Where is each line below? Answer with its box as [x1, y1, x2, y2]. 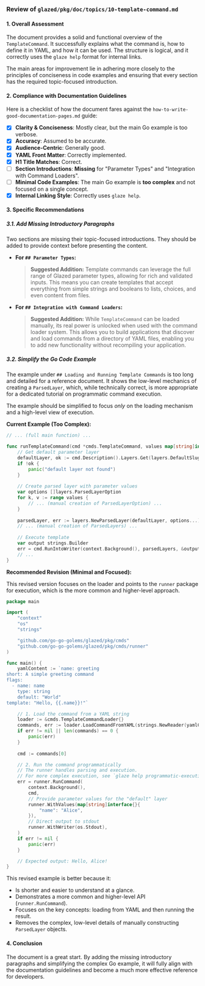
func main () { [6, 660, 43, 666]
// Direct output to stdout [28, 818, 99, 825]
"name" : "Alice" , [38, 807, 84, 814]
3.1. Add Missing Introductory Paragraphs [6, 220, 115, 228]
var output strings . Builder [17, 540, 88, 546]
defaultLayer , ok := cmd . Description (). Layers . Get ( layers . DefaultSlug [17, 454, 201, 461]
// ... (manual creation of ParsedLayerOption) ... [28, 500, 163, 506]
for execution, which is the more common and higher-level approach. [6, 587, 180, 594]
